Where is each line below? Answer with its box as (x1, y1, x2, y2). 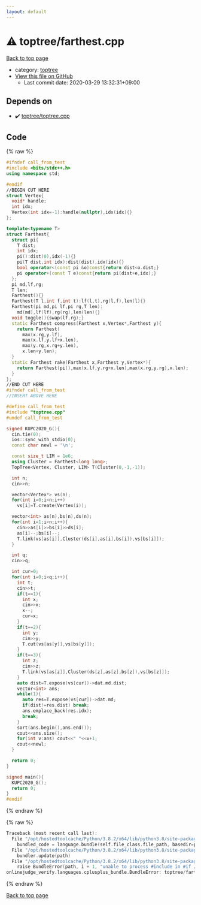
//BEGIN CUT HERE (6, 187, 50, 193)
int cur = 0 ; (11, 569, 39, 575)
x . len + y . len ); (22, 348, 58, 354)
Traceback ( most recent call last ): (6, 831, 98, 837)
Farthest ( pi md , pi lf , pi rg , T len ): (11, 304, 103, 310)
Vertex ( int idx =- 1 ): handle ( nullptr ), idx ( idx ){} (11, 209, 133, 216)
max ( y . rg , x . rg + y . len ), (22, 343, 79, 349)
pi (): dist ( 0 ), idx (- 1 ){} (17, 254, 77, 260)
